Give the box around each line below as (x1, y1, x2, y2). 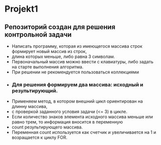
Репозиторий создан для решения (4, 23, 115, 31)
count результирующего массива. (11, 124, 83, 130)
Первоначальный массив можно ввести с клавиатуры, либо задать (11, 59, 154, 64)
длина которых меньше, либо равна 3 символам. (11, 54, 115, 59)
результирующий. (11, 87, 58, 94)
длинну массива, (11, 104, 47, 109)
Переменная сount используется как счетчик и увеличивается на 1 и (11, 129, 156, 135)
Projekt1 (4, 3, 38, 15)
